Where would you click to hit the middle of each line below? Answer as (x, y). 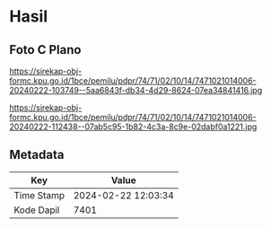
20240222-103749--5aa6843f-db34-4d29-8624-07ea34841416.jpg (136, 90)
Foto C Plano (45, 50)
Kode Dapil (37, 210)
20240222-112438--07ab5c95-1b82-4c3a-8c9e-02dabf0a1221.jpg (133, 127)
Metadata (37, 155)
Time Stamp (39, 195)
